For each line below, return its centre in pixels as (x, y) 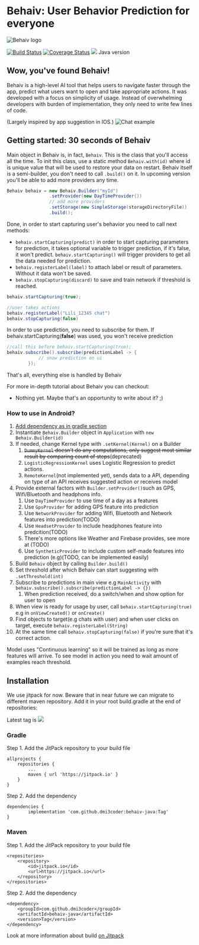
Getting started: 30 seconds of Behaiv (78, 141)
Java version (114, 52)
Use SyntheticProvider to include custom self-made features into (104, 551)
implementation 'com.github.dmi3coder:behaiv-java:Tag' (98, 812)
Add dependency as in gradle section (61, 426)
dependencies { (25, 807)
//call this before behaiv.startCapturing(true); (69, 347)
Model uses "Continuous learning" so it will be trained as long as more (92, 650)
